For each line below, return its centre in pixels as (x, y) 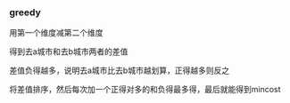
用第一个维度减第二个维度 (56, 33)
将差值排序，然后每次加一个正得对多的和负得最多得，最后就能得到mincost (145, 90)
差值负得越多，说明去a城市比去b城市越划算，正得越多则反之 (120, 71)
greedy (25, 12)
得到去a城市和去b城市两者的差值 (69, 51)
